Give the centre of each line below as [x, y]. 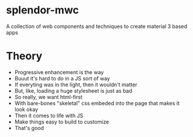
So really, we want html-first [49, 97]
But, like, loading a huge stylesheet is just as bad [73, 90]
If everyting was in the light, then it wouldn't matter [76, 85]
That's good [29, 128]
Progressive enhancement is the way [59, 72]
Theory [24, 56]
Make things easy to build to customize [62, 122]
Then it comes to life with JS [49, 115]
